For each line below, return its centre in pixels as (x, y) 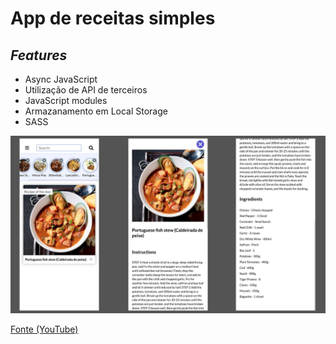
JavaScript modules (66, 100)
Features (39, 55)
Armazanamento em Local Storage (96, 111)
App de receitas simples (113, 18)
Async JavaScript (61, 79)
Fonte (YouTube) (44, 329)
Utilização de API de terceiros (86, 90)
